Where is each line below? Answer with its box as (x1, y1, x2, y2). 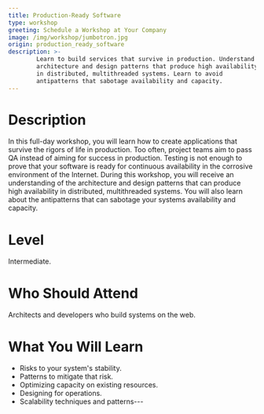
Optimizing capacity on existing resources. (19, 380, 159, 390)
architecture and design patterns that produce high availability (36, 63, 258, 71)
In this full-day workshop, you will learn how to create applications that (8, 136, 238, 146)
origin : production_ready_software (8, 41, 125, 49)
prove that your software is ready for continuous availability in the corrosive (8, 162, 253, 171)
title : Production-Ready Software (8, 11, 122, 20)
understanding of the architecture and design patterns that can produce (8, 178, 241, 188)
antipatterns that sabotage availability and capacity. (36, 77, 223, 85)
